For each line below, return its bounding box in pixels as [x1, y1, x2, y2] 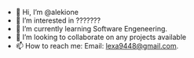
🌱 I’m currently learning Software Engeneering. [15, 24, 167, 33]
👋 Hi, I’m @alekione [15, 8, 79, 16]
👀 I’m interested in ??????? [15, 16, 101, 25]
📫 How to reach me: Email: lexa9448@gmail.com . [15, 42, 179, 50]
